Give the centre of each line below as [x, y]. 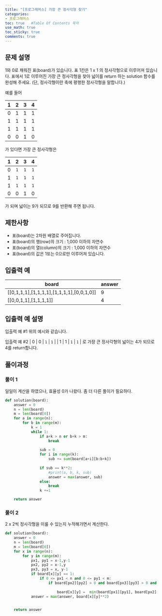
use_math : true [20, 28]
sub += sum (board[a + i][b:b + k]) [80, 459]
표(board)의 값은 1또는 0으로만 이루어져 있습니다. [58, 253]
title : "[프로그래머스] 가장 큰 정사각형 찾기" [46, 9]
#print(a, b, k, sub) [70, 472]
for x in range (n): [33, 551]
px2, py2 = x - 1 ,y [48, 565]
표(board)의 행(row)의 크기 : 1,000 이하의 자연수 [58, 241]
